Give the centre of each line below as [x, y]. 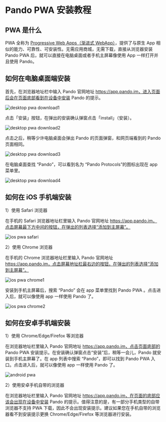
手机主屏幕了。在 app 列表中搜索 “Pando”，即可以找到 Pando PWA [82, 359]
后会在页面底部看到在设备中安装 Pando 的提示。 [54, 98]
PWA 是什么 [24, 30]
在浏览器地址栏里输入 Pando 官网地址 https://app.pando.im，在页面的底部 [81, 396]
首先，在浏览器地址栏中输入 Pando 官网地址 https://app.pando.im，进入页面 [83, 91]
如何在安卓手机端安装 [38, 323]
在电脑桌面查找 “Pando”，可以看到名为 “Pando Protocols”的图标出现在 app [81, 164]
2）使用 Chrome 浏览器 [29, 247]
